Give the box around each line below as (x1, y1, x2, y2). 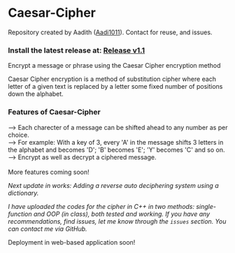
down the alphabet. (8, 89, 64, 99)
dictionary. (8, 189, 39, 197)
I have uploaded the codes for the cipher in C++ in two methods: (8, 202, 195, 210)
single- (196, 202, 216, 210)
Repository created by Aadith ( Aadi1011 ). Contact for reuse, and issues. (8, 28, 213, 36)
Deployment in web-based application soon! (8, 238, 136, 246)
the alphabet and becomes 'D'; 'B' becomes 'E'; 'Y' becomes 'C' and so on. (8, 145, 226, 154)
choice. (8, 131, 30, 139)
